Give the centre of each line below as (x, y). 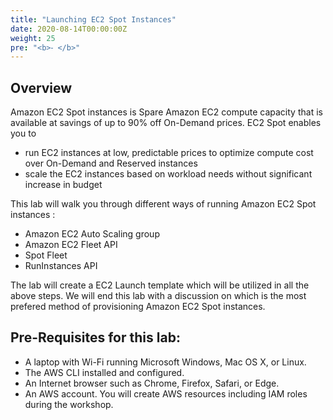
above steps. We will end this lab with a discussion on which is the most (158, 296)
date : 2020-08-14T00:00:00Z (69, 29)
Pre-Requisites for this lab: (95, 337)
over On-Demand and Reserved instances (111, 163)
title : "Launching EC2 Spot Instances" (93, 19)
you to (23, 133)
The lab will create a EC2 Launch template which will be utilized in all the (160, 285)
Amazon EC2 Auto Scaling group (92, 234)
